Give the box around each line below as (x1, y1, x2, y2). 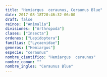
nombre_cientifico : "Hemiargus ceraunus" (5, 54, 96, 60)
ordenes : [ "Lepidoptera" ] (5, 36, 60, 41)
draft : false (5, 17, 33, 22)
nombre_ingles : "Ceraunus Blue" (5, 64, 73, 69)
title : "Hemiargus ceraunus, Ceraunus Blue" (5, 7, 102, 13)
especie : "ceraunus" (5, 50, 49, 55)
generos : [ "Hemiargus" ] (5, 45, 56, 50)
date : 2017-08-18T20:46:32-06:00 (5, 12, 76, 17)
